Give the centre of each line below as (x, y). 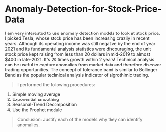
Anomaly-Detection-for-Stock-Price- (83, 9)
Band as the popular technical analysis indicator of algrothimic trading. (77, 75)
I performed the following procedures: (56, 84)
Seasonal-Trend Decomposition (45, 104)
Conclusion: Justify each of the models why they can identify (80, 119)
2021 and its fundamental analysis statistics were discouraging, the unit (78, 49)
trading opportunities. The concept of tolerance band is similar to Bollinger (81, 69)
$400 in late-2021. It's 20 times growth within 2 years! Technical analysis (80, 59)
